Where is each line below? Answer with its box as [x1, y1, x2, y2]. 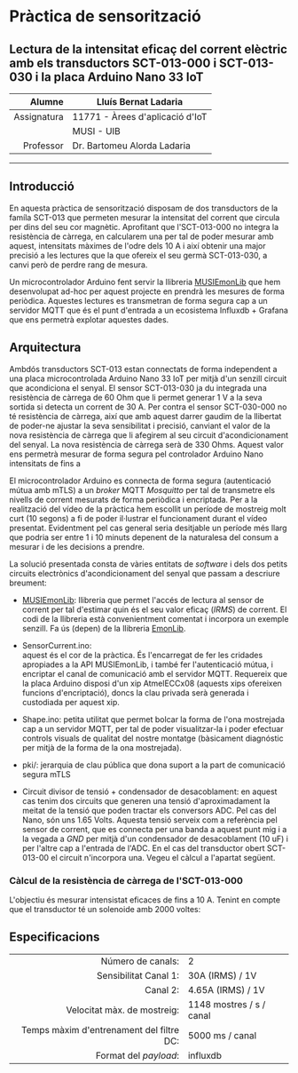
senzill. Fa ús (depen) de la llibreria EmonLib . [21, 623, 186, 633]
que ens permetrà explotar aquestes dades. [9, 314, 169, 325]
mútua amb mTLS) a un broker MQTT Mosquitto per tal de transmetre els [9, 484, 276, 495]
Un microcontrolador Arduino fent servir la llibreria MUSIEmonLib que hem [9, 276, 281, 287]
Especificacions [9, 930, 100, 945]
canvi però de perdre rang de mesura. [9, 259, 148, 270]
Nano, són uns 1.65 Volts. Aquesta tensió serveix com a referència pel [21, 815, 278, 825]
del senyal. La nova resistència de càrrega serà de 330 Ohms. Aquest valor [9, 439, 284, 449]
